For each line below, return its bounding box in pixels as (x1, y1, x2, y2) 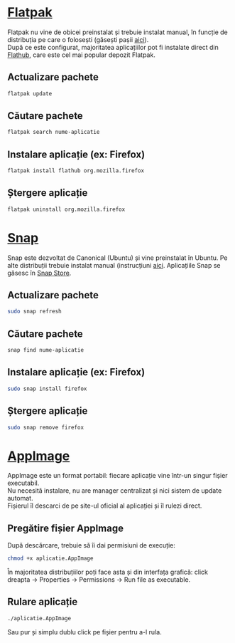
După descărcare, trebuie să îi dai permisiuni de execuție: (7, 541, 175, 550)
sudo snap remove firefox (7, 424, 84, 431)
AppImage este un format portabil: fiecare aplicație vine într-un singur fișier (7, 471, 229, 480)
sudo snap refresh (7, 308, 62, 315)
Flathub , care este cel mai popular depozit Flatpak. (7, 51, 156, 59)
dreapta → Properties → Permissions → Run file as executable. (7, 575, 191, 584)
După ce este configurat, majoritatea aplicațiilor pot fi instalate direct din (7, 43, 219, 51)
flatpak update (7, 90, 53, 97)
